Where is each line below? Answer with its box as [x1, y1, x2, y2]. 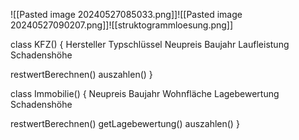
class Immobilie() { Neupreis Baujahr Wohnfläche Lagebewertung [10, 88, 280, 99]
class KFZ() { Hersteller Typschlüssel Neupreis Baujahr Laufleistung [10, 39, 290, 50]
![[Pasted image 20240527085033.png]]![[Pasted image [10, 9, 243, 20]
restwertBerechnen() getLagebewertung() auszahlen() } [10, 118, 240, 129]
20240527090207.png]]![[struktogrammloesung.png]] [10, 19, 234, 31]
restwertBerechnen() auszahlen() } [10, 69, 153, 80]
